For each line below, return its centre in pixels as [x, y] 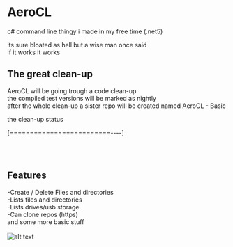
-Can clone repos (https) [43, 214]
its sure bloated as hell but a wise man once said [77, 45]
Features [27, 176]
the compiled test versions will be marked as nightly [82, 98]
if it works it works [34, 52]
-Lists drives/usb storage [43, 207]
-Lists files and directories [45, 200]
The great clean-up [50, 74]
